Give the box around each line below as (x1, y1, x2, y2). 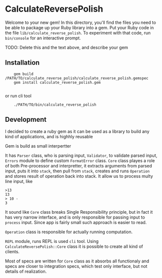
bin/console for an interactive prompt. (5, 35, 81, 41)
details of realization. (5, 268, 47, 274)
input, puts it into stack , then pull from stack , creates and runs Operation (5, 168, 150, 174)
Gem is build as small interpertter (5, 143, 71, 149)
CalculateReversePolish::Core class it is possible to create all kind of (5, 243, 143, 249)
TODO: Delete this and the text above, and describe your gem (5, 44, 129, 50)
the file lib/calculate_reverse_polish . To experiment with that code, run (5, 30, 151, 36)
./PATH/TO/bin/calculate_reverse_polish (14, 102, 97, 107)
